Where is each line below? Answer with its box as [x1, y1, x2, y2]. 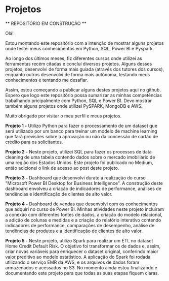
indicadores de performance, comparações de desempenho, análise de [5, 222, 155, 228]
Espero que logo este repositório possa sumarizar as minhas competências [5, 92, 162, 98]
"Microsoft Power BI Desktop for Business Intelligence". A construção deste [5, 180, 163, 186]
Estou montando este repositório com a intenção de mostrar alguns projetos [5, 40, 164, 46]
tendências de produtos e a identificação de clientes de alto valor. [5, 228, 143, 234]
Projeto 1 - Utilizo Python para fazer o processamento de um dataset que [5, 122, 158, 129]
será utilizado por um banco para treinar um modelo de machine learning [5, 128, 158, 134]
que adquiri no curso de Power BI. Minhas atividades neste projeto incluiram [5, 206, 164, 212]
